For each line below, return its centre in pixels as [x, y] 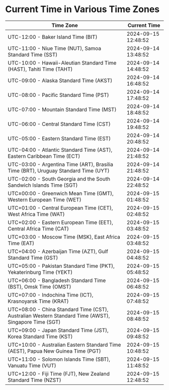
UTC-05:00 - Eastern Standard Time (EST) [59, 138]
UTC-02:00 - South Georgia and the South [59, 179]
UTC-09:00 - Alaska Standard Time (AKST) [60, 80]
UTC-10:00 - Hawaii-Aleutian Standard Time [62, 63]
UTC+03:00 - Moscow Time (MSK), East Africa [64, 237]
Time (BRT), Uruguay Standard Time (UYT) [59, 171]
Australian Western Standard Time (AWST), [59, 315]
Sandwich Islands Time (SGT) [43, 185]
